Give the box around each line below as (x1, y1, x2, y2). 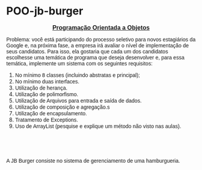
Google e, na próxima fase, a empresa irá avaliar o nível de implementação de (6, 42, 189, 49)
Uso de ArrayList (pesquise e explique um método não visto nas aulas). (14, 123, 182, 130)
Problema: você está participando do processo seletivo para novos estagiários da (6, 36, 196, 43)
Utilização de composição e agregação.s (14, 103, 110, 111)
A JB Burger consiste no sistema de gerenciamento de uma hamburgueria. (6, 157, 180, 164)
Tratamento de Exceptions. (14, 116, 78, 123)
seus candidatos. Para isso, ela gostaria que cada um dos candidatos (6, 48, 168, 55)
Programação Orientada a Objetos (52, 24, 150, 31)
